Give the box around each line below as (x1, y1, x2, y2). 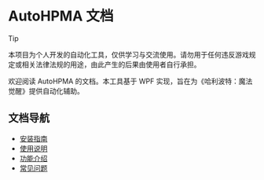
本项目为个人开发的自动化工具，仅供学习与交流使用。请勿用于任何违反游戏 (8, 50, 249, 59)
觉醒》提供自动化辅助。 (8, 86, 84, 95)
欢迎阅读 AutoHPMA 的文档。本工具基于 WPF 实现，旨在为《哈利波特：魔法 (8, 76, 253, 86)
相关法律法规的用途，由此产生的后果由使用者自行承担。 (21, 60, 201, 69)
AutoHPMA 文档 (8, 7, 114, 25)
